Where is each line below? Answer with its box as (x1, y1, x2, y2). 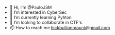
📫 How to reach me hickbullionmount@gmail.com (9, 25, 110, 30)
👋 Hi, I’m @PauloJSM (9, 5, 52, 10)
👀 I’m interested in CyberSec (9, 9, 67, 15)
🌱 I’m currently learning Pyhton (9, 15, 72, 20)
